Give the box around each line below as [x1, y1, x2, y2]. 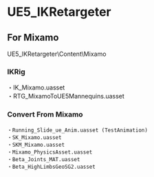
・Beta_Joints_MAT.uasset [7, 156, 80, 163]
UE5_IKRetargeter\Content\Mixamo [7, 50, 107, 58]
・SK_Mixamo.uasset [7, 134, 62, 141]
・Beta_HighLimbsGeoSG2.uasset [7, 163, 96, 170]
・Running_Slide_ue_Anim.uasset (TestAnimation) [7, 127, 148, 134]
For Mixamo [7, 32, 59, 43]
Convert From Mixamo [7, 110, 84, 119]
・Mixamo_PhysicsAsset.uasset [7, 149, 93, 156]
